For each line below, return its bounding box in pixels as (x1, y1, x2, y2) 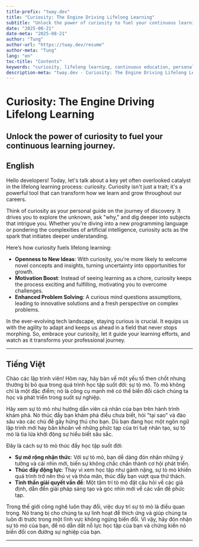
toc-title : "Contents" (6, 58, 62, 64)
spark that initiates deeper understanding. (6, 232, 108, 240)
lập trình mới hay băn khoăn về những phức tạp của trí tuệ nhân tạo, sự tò (6, 425, 185, 432)
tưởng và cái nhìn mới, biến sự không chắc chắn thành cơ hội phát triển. (14, 460, 190, 467)
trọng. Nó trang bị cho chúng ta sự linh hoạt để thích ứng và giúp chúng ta (6, 510, 187, 517)
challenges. (14, 287, 43, 294)
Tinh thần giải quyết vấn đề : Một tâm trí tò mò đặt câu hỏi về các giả (14, 479, 184, 486)
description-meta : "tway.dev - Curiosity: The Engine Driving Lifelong (6, 70, 187, 76)
